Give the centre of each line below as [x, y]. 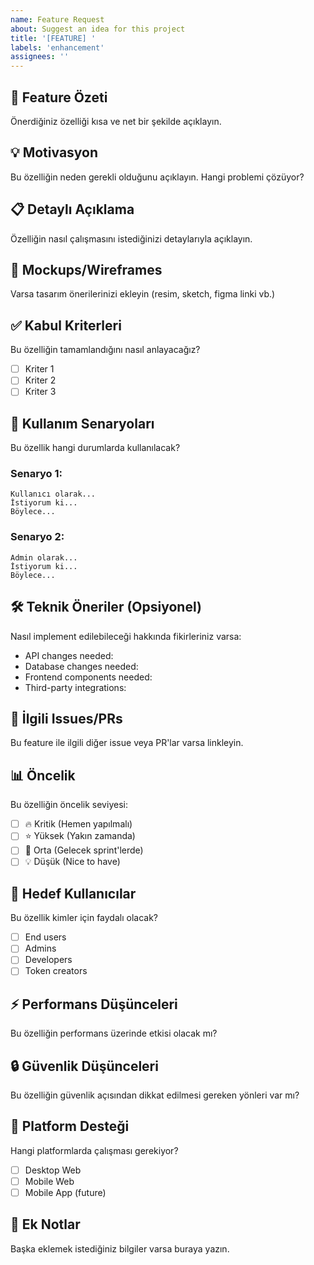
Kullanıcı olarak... [53, 494]
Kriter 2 [40, 380]
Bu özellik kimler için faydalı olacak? [84, 918]
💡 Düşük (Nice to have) [72, 862]
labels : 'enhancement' [57, 47]
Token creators [56, 971]
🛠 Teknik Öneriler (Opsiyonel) [106, 607]
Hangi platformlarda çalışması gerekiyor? [94, 1150]
